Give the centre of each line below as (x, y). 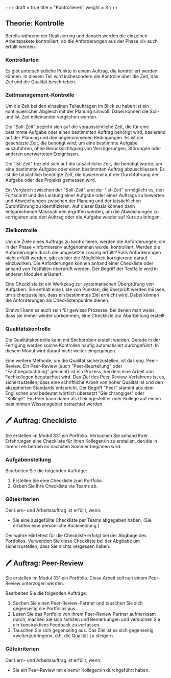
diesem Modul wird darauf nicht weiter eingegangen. (61, 351)
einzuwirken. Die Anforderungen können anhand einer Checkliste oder (79, 263)
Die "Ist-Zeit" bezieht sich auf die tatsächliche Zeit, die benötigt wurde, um (84, 164)
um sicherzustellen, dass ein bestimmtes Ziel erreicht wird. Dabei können (82, 295)
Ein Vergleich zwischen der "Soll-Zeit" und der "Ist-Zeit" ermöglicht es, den (85, 190)
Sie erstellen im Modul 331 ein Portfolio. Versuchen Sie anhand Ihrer (77, 435)
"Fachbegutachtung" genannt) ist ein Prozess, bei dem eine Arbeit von (80, 371)
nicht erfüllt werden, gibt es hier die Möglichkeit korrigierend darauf (77, 258)
